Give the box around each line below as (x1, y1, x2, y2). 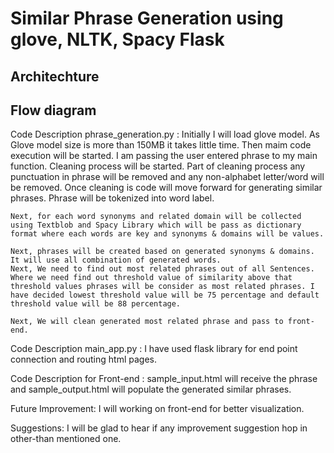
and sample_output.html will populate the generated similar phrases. (10, 383, 292, 396)
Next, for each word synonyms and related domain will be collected (10, 212, 302, 222)
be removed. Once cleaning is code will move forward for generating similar (10, 182, 323, 194)
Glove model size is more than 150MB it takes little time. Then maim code (10, 139, 312, 151)
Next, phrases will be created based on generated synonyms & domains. (10, 247, 315, 257)
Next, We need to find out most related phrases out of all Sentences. (10, 264, 315, 274)
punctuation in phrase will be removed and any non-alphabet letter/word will (10, 171, 325, 183)
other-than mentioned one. (10, 433, 122, 445)
